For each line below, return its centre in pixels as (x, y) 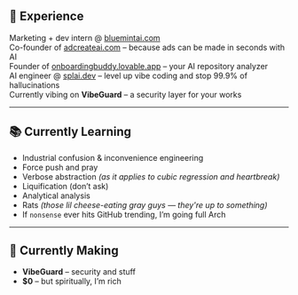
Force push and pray (60, 167)
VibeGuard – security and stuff (78, 272)
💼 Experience (47, 16)
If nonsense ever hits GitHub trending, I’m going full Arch (124, 214)
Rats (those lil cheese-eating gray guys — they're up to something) (145, 204)
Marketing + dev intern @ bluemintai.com (85, 37)
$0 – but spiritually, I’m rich (71, 282)
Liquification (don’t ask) (65, 186)
